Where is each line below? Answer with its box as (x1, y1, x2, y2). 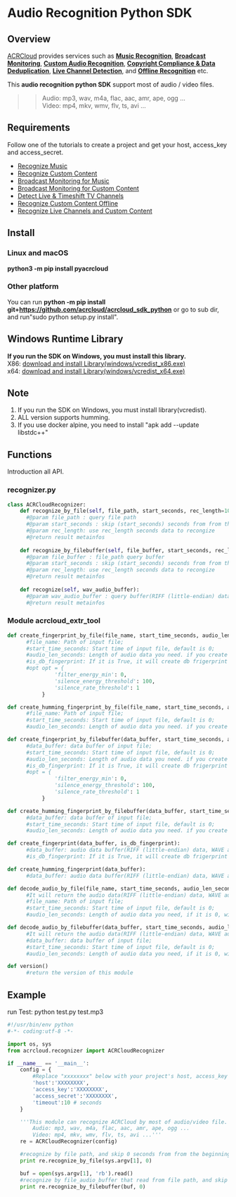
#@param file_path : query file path (25, 514, 137, 521)
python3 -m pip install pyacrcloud (7, 264, 109, 273)
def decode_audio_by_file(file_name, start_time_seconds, (7, 885, 181, 892)
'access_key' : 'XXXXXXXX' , (32, 1086, 109, 1093)
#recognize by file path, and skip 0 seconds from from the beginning (20, 1151, 231, 1158)
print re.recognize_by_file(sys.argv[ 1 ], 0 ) (20, 1157, 152, 1164)
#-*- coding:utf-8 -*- (7, 1027, 74, 1035)
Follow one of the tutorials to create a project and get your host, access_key (7, 140, 227, 149)
